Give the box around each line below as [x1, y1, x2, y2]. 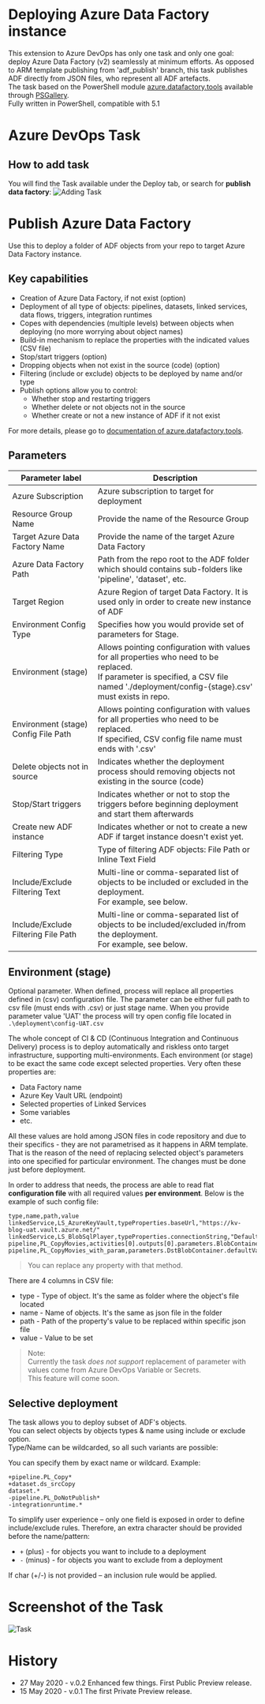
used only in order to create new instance [97, 596, 252, 607]
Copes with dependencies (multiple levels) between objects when [19, 318, 234, 328]
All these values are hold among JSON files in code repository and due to [8, 1132, 247, 1141]
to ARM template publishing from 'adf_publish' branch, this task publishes [8, 65, 248, 74]
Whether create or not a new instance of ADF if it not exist [31, 411, 221, 420]
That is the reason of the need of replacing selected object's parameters [8, 1148, 244, 1158]
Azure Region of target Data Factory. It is [97, 586, 248, 597]
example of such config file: [8, 1197, 99, 1207]
